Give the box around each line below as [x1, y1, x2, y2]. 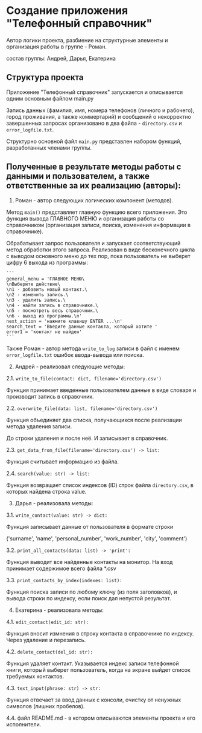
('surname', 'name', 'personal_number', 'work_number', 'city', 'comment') [6, 534, 188, 542]
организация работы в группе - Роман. [6, 43, 107, 50]
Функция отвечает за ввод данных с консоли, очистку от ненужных [6, 696, 181, 703]
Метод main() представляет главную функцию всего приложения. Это [6, 208, 188, 216]
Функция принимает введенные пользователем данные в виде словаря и [6, 386, 197, 394]
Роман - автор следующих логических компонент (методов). [14, 196, 174, 204]
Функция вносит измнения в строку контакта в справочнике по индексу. [6, 629, 194, 637]
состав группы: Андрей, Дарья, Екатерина [6, 55, 116, 62]
